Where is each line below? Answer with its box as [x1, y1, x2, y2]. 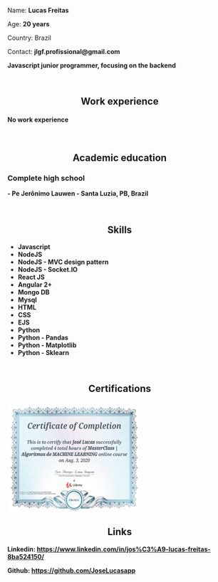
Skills [107, 223, 133, 236]
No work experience [7, 115, 69, 124]
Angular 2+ [17, 280, 52, 289]
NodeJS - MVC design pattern [17, 258, 109, 266]
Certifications [88, 383, 152, 395]
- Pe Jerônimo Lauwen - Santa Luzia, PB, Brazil [7, 189, 149, 198]
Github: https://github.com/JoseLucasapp [7, 566, 136, 575]
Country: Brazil [7, 33, 51, 42]
